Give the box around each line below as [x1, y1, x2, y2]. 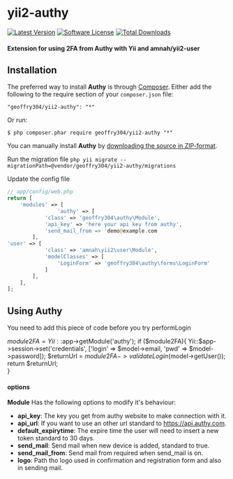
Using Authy [7, 305, 63, 317]
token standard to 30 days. [17, 434, 96, 443]
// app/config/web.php [7, 189, 73, 196]
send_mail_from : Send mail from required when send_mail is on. [17, 449, 204, 457]
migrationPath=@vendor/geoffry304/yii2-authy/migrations [7, 163, 176, 170]
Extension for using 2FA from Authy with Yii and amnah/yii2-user [7, 44, 200, 52]
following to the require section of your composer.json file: [7, 90, 174, 98]
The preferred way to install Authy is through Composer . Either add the [7, 82, 212, 91]
